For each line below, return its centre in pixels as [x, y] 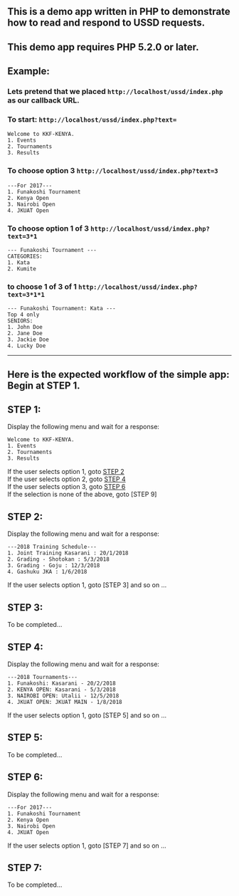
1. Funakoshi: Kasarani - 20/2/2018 [62, 683]
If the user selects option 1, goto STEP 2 [66, 472]
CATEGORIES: [25, 256]
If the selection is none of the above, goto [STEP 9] [82, 495]
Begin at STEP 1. [44, 385]
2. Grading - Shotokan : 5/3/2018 [59, 559]
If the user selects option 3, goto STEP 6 [67, 487]
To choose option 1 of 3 [48, 228]
